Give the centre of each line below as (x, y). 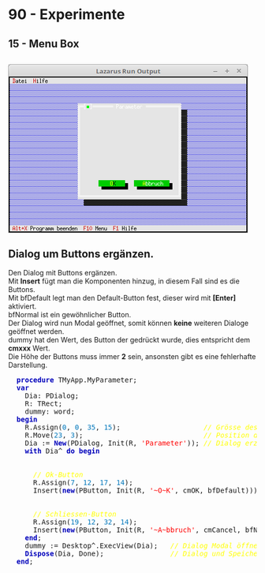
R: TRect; (44, 404)
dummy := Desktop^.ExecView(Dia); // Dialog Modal (129, 546)
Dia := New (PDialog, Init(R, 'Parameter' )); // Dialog (133, 443)
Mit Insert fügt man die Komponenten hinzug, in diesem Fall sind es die (124, 281)
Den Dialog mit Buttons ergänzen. (63, 273)
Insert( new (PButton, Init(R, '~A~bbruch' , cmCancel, (137, 530)
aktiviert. (22, 306)
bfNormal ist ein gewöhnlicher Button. (70, 315)
